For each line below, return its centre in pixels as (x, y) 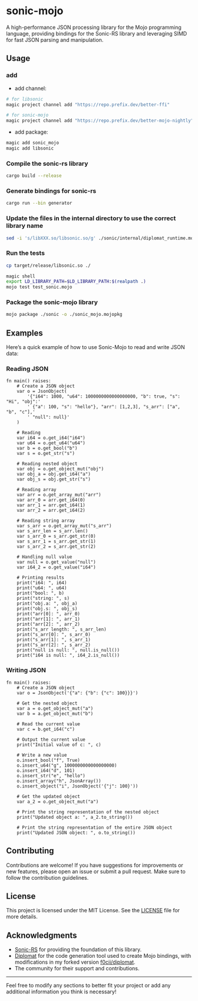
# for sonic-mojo (27, 115)
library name (25, 226)
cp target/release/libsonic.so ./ (49, 265)
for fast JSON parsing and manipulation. (55, 40)
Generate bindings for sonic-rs (51, 190)
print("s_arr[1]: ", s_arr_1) (54, 640)
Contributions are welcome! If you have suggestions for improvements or (95, 865)
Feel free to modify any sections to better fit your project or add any (88, 986)
